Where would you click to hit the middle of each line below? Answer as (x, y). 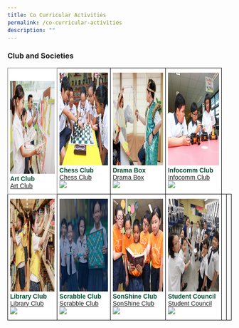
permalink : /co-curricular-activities (65, 22)
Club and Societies (41, 56)
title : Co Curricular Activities (57, 15)
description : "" (31, 30)
